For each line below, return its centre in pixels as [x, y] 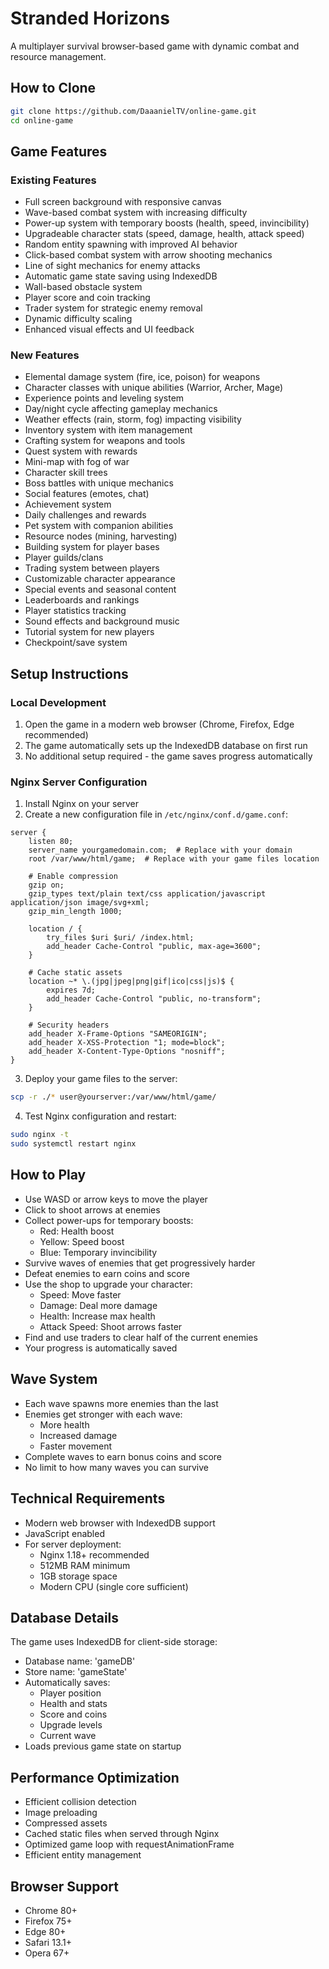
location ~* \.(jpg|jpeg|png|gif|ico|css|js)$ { [131, 982]
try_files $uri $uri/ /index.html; [120, 938]
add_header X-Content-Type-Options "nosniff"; [127, 1052]
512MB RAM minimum [85, 1565]
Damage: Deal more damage [98, 1305]
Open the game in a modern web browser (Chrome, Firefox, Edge [159, 724]
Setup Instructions [69, 673]
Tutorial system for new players [89, 632]
